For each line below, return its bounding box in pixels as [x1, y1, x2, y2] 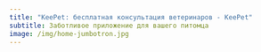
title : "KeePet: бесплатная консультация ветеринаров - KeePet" [9, 12, 253, 22]
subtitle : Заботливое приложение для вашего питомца [9, 21, 209, 30]
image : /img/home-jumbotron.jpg [9, 29, 129, 38]
